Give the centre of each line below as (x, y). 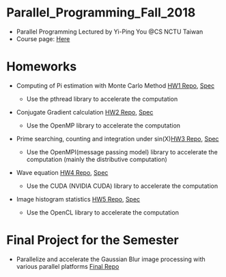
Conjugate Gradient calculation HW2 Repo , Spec (85, 112)
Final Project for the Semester (93, 240)
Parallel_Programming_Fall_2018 (101, 13)
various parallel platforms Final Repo (68, 266)
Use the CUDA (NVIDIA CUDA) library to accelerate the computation (122, 186)
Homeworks (42, 67)
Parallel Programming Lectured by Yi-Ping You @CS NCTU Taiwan (110, 32)
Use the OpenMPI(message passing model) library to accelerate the (122, 152)
